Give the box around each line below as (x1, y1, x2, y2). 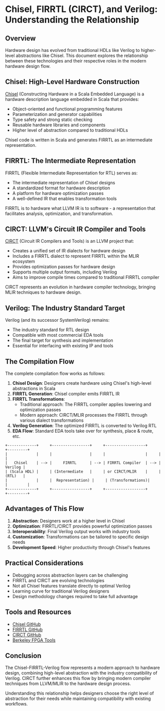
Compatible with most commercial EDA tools (12, 332, 103, 338)
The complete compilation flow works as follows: (5, 371, 105, 377)
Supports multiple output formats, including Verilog (12, 269, 117, 275)
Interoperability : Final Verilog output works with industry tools (12, 528, 141, 534)
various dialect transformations (19, 417, 84, 423)
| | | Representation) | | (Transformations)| (5, 478, 150, 483)
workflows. (5, 701, 28, 707)
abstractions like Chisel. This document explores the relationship (15, 52, 148, 58)
